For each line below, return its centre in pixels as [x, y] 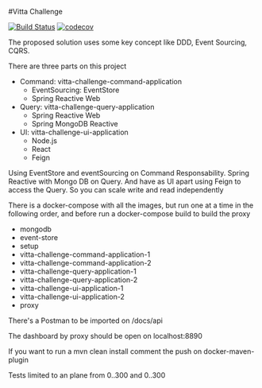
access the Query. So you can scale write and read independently [116, 190]
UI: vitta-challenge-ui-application [74, 132]
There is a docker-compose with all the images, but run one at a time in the [131, 205]
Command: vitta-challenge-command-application [101, 81]
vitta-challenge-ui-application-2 [72, 297]
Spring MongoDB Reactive [75, 124]
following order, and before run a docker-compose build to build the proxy [129, 213]
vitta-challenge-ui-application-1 [71, 288]
